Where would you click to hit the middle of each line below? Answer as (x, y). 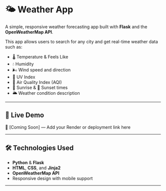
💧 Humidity (23, 64)
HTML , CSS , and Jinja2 (36, 168)
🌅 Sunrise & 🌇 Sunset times (40, 87)
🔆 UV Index (24, 77)
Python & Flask (28, 162)
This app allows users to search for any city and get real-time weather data (82, 41)
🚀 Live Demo (25, 115)
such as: (14, 47)
